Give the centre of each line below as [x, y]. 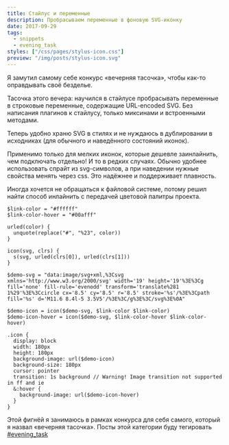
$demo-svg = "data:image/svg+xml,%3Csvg [66, 275]
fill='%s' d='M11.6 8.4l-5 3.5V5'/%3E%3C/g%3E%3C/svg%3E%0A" [96, 299]
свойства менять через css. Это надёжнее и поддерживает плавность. [112, 176]
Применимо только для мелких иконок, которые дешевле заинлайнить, [112, 154]
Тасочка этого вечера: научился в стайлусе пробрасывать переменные [113, 98]
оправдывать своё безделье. [50, 85]
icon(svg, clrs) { [33, 251]
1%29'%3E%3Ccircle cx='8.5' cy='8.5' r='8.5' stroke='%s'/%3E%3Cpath [109, 293]
